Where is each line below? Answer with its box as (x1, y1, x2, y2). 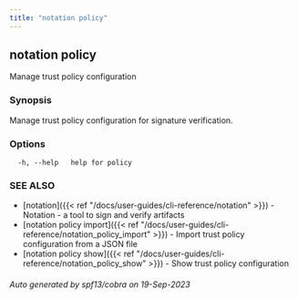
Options (9, 138, 46, 150)
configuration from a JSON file (22, 239, 139, 250)
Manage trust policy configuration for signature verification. (9, 115, 234, 126)
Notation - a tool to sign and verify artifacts (22, 210, 185, 221)
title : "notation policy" (9, 13, 108, 23)
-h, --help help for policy (17, 159, 132, 168)
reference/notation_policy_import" (22, 229, 151, 240)
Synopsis (9, 94, 52, 107)
